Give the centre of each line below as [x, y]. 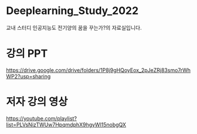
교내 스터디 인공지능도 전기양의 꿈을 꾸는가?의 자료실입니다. [74, 28]
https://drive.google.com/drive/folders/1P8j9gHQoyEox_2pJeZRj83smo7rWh [98, 70]
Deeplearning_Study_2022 [72, 11]
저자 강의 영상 [37, 102]
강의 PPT [27, 54]
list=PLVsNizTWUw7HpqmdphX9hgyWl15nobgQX [66, 125]
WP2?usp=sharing [28, 76]
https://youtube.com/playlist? [42, 118]
